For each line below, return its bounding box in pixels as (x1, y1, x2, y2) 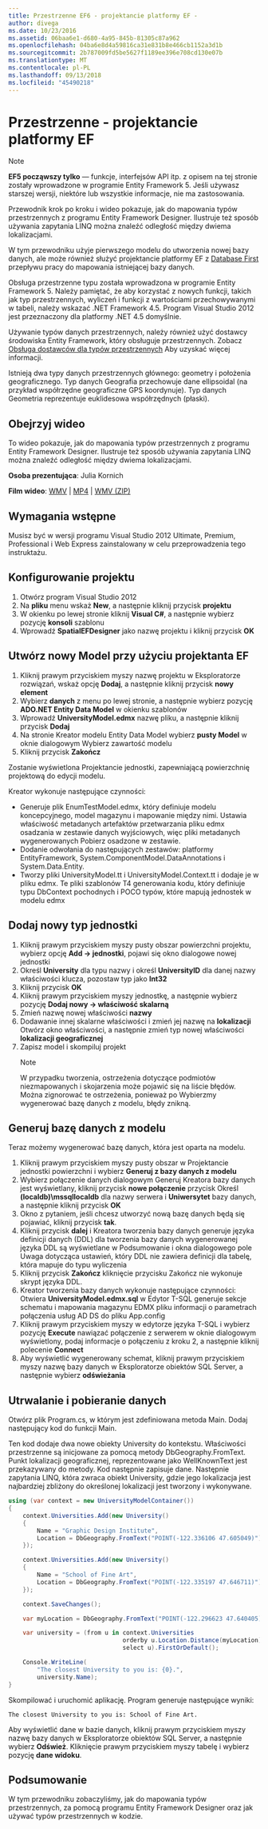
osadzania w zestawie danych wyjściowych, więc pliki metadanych (19, 827, 241, 837)
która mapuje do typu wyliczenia (19, 1260, 128, 1270)
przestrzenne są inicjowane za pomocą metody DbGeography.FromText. (8, 1448, 246, 1457)
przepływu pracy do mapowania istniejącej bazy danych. (8, 262, 195, 272)
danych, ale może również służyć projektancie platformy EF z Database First (8, 254, 259, 264)
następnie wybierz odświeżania (19, 1371, 126, 1380)
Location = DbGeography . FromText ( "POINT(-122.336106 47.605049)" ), (37, 1534, 266, 1542)
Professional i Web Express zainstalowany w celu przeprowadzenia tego (8, 539, 246, 549)
